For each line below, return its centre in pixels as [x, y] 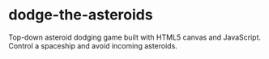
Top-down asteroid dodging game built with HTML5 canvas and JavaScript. [135, 37]
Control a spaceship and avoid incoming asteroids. [93, 45]
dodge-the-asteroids [81, 15]
